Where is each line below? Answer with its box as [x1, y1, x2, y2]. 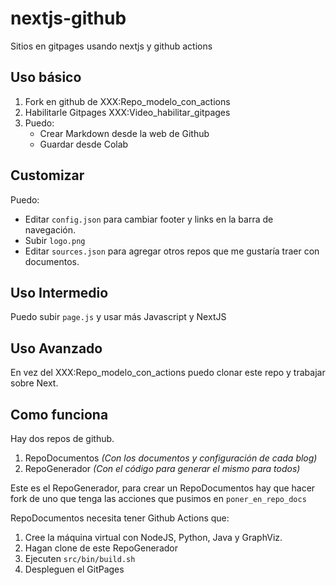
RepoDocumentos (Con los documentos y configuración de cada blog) [24, 452, 318, 464]
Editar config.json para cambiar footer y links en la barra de [24, 213, 274, 225]
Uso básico [10, 69, 82, 86]
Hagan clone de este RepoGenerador [24, 542, 178, 554]
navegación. [24, 223, 77, 236]
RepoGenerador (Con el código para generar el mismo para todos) [24, 463, 301, 474]
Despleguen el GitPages [24, 563, 125, 575]
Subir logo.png [24, 234, 86, 246]
